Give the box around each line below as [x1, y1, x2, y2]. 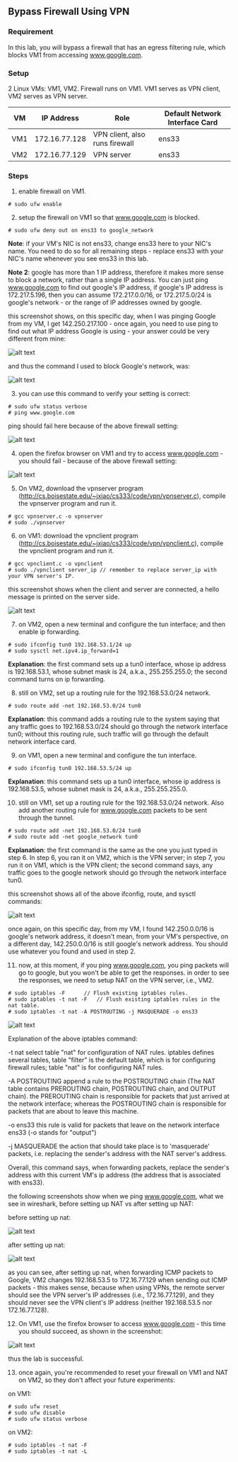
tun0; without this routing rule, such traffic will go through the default [8, 730, 209, 739]
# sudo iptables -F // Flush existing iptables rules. [8, 990, 189, 997]
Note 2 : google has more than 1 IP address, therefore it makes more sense [8, 268, 225, 277]
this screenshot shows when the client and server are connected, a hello [8, 585, 220, 594]
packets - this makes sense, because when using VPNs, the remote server [8, 1283, 225, 1292]
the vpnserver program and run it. [18, 499, 117, 508]
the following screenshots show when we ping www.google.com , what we [8, 1192, 224, 1201]
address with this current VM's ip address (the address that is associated [8, 1171, 221, 1179]
